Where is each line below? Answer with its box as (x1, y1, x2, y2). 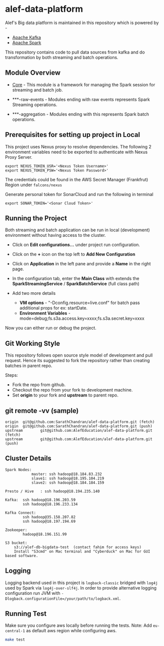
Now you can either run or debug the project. (5, 325, 97, 331)
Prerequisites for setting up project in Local (5, 131, 140, 139)
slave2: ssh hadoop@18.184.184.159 (31, 480, 105, 485)
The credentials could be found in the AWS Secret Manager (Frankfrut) (5, 176, 148, 182)
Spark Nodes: (5, 467, 32, 472)
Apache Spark (12, 39, 42, 45)
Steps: (5, 372, 18, 378)
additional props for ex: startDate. (19, 305, 88, 311)
